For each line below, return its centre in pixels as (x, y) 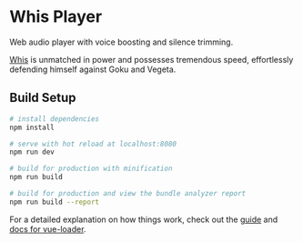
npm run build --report (55, 202)
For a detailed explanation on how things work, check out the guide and (144, 219)
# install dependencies (55, 119)
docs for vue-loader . (48, 228)
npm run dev (32, 152)
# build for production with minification (91, 169)
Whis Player (56, 17)
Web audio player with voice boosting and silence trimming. (121, 42)
